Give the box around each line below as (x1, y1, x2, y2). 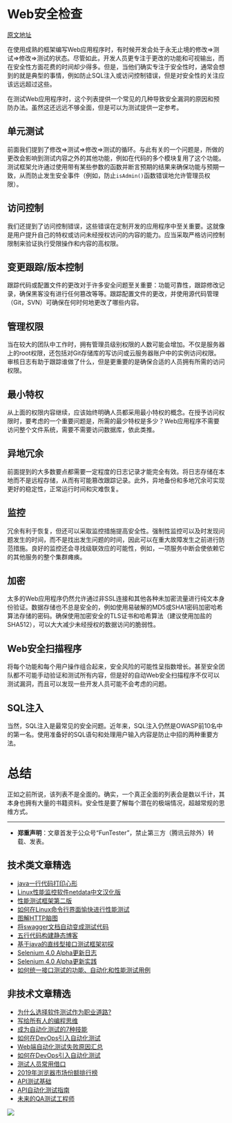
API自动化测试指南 (17, 1086, 70, 1094)
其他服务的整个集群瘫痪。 (12, 552, 86, 561)
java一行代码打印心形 (17, 879, 78, 887)
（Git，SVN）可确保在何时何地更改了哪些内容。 (7, 299, 143, 307)
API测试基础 (17, 1077, 52, 1085)
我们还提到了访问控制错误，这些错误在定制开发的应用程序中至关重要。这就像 (7, 222, 225, 230)
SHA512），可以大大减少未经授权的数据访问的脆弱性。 (7, 621, 160, 629)
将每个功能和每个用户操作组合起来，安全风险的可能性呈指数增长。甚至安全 (7, 662, 219, 671)
